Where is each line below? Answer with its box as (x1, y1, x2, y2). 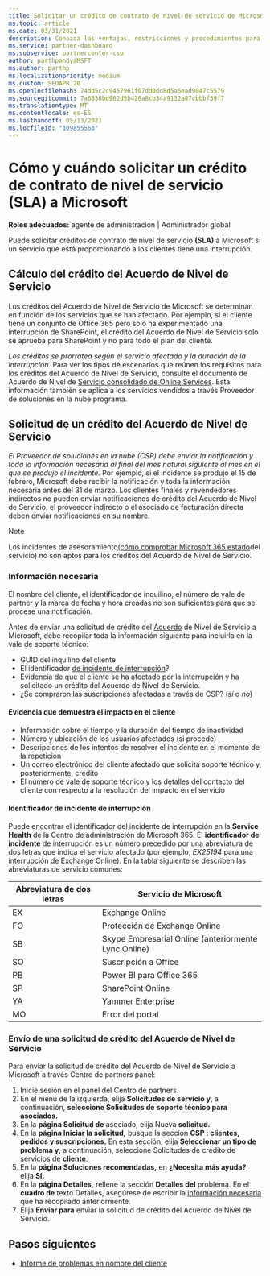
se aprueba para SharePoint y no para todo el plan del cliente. (8, 335, 213, 345)
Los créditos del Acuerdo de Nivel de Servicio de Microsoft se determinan (8, 301, 253, 311)
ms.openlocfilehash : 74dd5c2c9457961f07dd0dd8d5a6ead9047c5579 (8, 86, 225, 95)
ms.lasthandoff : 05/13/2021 (8, 117, 103, 125)
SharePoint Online (101, 983, 170, 994)
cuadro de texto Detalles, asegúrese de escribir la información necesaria (19, 1188, 262, 1198)
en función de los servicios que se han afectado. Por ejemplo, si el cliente (8, 309, 253, 319)
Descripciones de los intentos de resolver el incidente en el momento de (19, 742, 260, 752)
